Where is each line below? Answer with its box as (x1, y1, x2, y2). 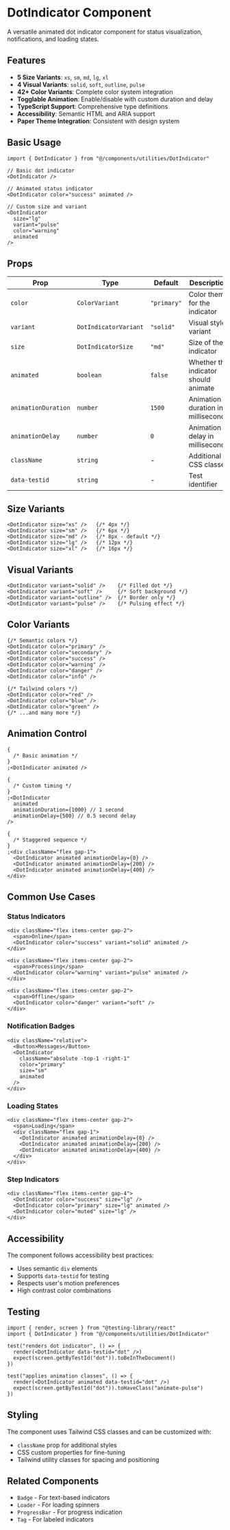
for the (188, 298, 210, 308)
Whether (188, 357, 217, 367)
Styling (7, 1409, 39, 1421)
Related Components (7, 1476, 99, 1487)
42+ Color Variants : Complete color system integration (16, 87, 173, 96)
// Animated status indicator (7, 185, 94, 192)
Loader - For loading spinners (16, 1500, 100, 1509)
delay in (188, 432, 214, 441)
